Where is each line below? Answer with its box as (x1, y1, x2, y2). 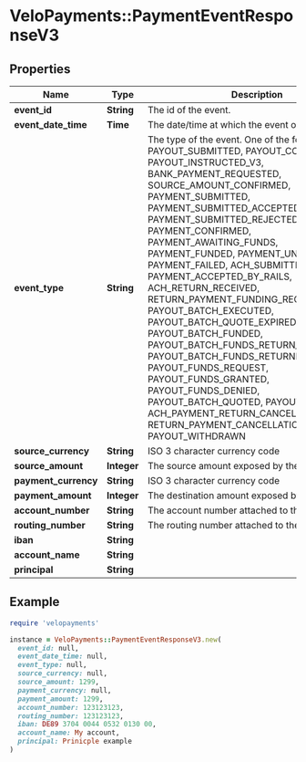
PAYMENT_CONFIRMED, (147, 224, 252, 237)
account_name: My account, (17, 728, 120, 737)
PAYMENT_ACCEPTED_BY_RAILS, (147, 270, 293, 283)
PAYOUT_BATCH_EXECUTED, (147, 305, 275, 317)
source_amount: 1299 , (17, 677, 100, 687)
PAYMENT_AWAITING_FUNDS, (147, 236, 279, 248)
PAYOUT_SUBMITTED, (147, 145, 244, 157)
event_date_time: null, (17, 652, 107, 662)
